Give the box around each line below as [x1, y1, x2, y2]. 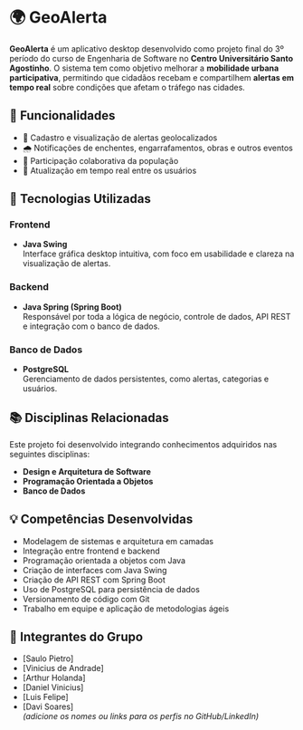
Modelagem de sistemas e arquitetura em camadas [22, 535, 214, 546]
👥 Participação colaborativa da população [22, 155, 179, 166]
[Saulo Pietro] [22, 653, 74, 664]
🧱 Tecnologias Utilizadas [9, 191, 151, 207]
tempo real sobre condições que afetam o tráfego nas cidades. [9, 82, 246, 92]
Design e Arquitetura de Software [22, 466, 152, 476]
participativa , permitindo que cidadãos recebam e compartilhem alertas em [9, 72, 295, 82]
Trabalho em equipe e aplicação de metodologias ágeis [22, 603, 230, 614]
